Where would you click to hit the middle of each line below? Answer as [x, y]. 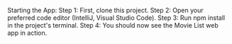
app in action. [27, 33]
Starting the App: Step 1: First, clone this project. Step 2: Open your [105, 10]
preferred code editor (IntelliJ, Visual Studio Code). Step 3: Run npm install [116, 18]
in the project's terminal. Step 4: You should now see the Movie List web [113, 25]
